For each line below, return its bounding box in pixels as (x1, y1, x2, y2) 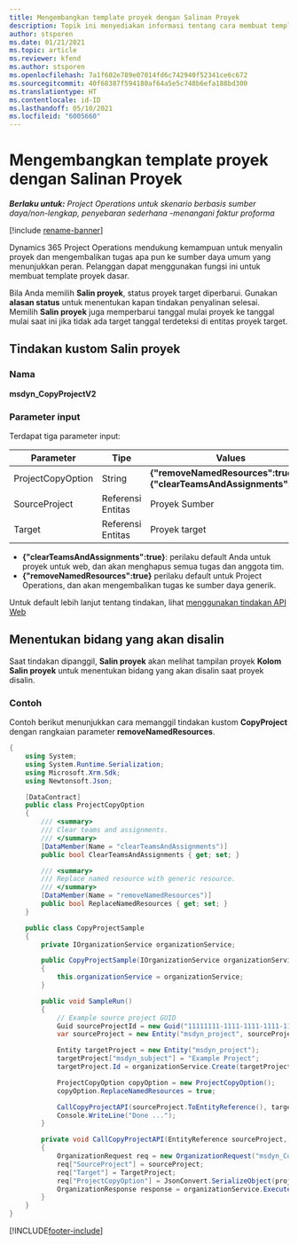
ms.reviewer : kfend (9, 54, 82, 63)
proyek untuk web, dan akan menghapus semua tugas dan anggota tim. (21, 561, 285, 572)
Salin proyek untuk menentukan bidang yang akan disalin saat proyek (9, 665, 264, 675)
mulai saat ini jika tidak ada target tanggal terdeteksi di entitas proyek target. (9, 316, 288, 327)
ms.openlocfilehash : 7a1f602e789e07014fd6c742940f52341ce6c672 (9, 71, 248, 80)
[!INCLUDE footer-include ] (9, 1225, 104, 1236)
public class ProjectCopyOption (25, 800, 145, 810)
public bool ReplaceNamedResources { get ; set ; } (41, 900, 228, 909)
